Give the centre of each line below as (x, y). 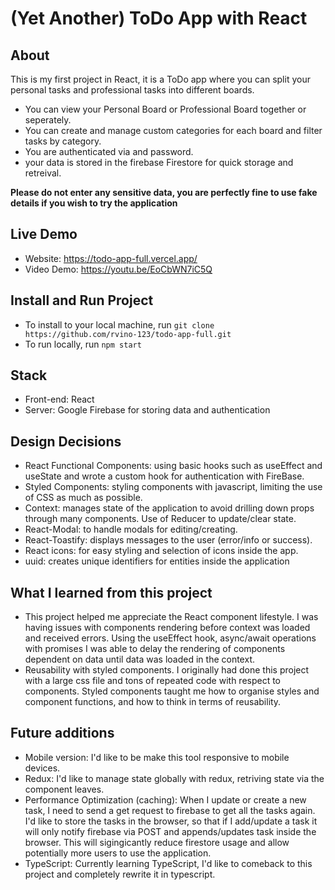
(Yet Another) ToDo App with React (159, 18)
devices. (42, 768)
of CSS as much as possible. (83, 498)
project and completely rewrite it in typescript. (120, 874)
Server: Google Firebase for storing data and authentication (147, 410)
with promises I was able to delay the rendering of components (155, 649)
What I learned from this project (111, 592)
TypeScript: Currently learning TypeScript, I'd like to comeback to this (168, 863)
